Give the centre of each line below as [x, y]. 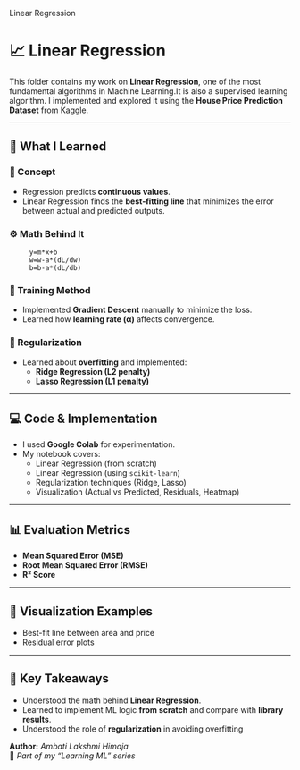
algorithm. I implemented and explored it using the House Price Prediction [146, 100]
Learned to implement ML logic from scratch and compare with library [153, 709]
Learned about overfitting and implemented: [104, 362]
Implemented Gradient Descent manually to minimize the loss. [137, 310]
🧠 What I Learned [58, 147]
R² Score [39, 575]
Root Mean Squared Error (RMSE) [85, 565]
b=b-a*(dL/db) [55, 267]
